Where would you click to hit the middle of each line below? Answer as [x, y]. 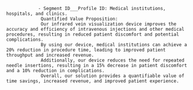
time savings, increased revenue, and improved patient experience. [93, 81]
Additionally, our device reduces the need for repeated [113, 60]
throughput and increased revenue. [50, 55]
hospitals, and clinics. [37, 14]
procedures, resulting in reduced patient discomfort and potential [93, 34]
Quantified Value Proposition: [79, 19]
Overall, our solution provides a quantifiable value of [113, 76]
